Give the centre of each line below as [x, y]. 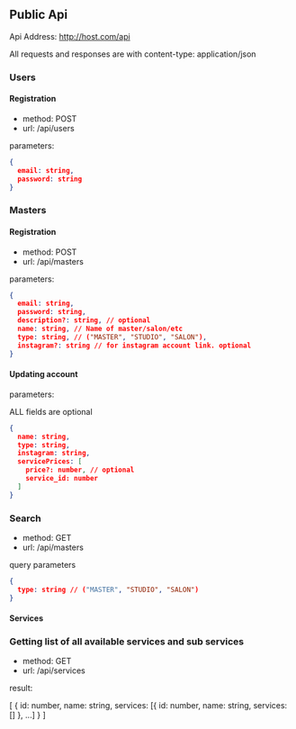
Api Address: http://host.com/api [70, 36]
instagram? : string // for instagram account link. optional [135, 346]
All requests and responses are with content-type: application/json [133, 54]
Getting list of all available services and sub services [127, 642]
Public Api [39, 15]
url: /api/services [54, 670]
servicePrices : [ [50, 462]
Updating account [44, 374]
